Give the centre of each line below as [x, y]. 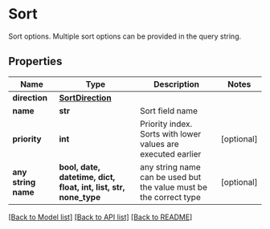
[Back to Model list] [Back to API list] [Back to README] [100, 217]
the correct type [170, 197]
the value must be [173, 187]
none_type [80, 197]
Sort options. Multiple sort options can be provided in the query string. [125, 36]
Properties [35, 61]
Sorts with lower [170, 133]
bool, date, [80, 167]
